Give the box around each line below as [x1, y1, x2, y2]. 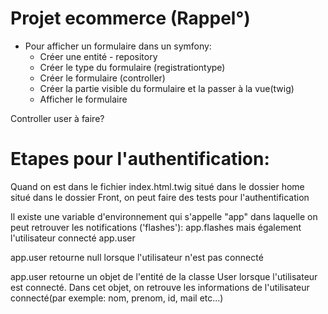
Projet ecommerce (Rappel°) [10, 7, 251, 30]
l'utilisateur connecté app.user [10, 232, 136, 244]
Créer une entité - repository [39, 50, 158, 62]
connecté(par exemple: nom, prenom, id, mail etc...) [10, 292, 224, 304]
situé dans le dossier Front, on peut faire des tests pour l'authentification [10, 191, 310, 203]
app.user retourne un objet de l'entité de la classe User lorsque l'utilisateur [10, 270, 318, 282]
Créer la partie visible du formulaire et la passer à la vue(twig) [39, 82, 295, 94]
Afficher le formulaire [39, 93, 128, 105]
